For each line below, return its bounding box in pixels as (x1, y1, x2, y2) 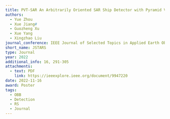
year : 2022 (5, 54, 28, 60)
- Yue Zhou (10, 17, 33, 22)
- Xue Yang (10, 31, 33, 36)
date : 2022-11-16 (5, 78, 42, 83)
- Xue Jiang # (10, 21, 37, 27)
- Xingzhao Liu (10, 36, 42, 41)
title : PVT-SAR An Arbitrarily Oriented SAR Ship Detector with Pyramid (5, 7, 162, 13)
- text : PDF (10, 69, 35, 74)
